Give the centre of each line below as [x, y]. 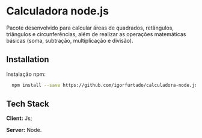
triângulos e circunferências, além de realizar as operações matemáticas [96, 34]
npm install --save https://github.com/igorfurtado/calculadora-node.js [105, 85]
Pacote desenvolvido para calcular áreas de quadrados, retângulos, [90, 28]
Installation [28, 59]
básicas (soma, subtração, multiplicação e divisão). [70, 40]
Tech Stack [28, 104]
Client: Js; [19, 118]
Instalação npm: [26, 74]
